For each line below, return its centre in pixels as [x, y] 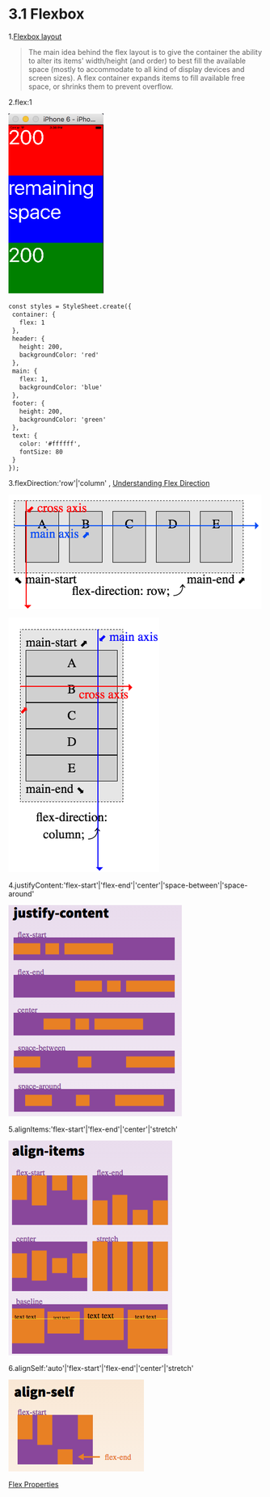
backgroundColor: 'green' [63, 420]
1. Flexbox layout [35, 36]
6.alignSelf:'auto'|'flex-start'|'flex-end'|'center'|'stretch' [101, 1368]
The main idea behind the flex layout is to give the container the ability [145, 52]
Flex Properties [34, 1484]
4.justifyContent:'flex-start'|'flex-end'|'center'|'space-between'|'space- [128, 885]
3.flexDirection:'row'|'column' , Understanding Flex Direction [109, 483]
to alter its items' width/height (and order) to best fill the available [137, 61]
